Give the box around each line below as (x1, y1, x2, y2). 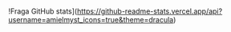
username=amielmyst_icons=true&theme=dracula (8, 14, 174, 24)
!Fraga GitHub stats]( (8, 6, 78, 16)
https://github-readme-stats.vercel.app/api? (76, 6, 223, 16)
